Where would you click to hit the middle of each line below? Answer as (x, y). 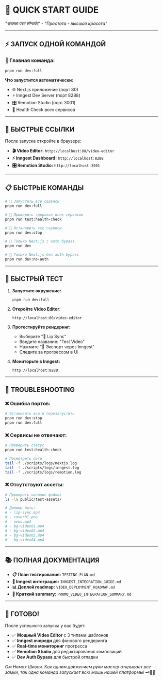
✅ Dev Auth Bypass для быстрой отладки (55, 657)
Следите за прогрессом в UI (49, 352)
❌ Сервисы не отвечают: (36, 435)
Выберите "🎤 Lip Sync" (43, 336)
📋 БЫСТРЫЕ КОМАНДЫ (44, 188)
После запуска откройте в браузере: (43, 141)
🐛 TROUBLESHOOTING (40, 389)
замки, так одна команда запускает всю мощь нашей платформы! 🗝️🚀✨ (80, 672)
